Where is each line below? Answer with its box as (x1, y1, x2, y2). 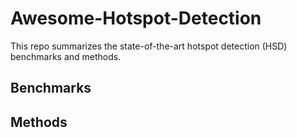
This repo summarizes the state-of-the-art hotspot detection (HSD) (10, 40, 288, 52)
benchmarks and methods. (10, 50, 122, 62)
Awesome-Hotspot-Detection (10, 7, 262, 30)
